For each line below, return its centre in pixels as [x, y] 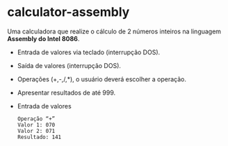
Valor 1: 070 [36, 125]
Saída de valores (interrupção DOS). [69, 65]
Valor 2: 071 [36, 131]
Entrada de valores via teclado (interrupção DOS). [89, 52]
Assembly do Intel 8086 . [43, 38]
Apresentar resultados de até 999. [66, 92]
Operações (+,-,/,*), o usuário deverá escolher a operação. [101, 79]
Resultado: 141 [39, 137]
